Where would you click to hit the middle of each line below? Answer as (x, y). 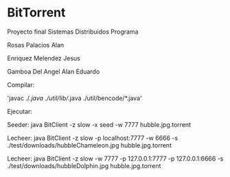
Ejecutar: (20, 111)
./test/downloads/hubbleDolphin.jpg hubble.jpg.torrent (84, 165)
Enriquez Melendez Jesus (44, 58)
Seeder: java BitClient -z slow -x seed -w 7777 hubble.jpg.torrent (99, 124)
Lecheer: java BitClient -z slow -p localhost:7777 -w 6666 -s (93, 138)
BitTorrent (36, 13)
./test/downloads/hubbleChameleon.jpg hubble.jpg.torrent (89, 145)
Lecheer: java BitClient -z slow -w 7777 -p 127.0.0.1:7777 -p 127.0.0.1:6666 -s (115, 158)
